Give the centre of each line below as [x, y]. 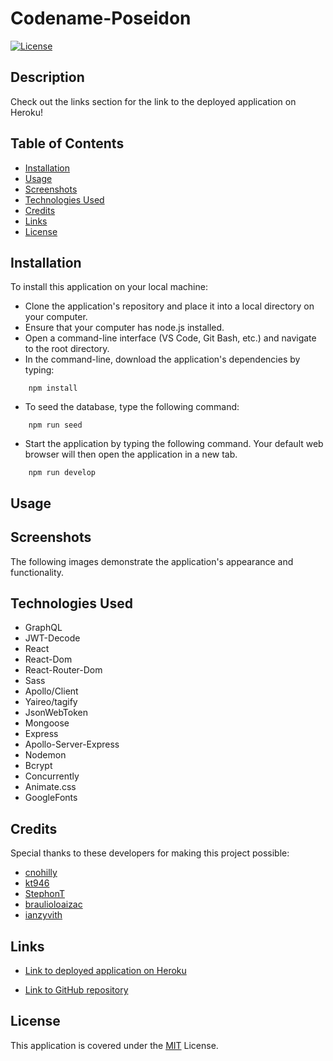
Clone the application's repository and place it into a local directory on [169, 306]
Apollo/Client [51, 691]
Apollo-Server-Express [72, 744]
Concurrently [52, 776]
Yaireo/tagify [51, 702]
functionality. [37, 572]
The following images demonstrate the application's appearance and [152, 561]
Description [47, 77]
